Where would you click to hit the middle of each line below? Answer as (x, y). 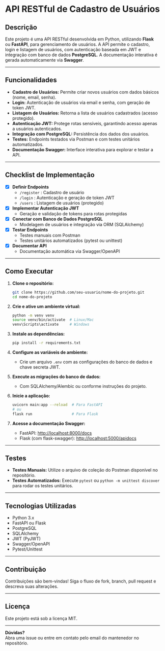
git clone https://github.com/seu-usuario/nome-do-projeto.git (78, 292)
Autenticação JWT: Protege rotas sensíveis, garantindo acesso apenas (85, 123)
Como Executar (29, 271)
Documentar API (29, 245)
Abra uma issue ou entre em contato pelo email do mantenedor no (72, 638)
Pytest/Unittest (27, 549)
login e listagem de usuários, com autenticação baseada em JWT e (73, 50)
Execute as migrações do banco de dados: (56, 377)
